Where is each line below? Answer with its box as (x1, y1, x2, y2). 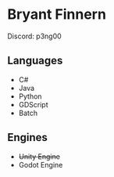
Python (18, 92, 42, 101)
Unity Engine (18, 151, 60, 161)
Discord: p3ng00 (7, 31, 62, 41)
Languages (7, 54, 63, 67)
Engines (7, 131, 48, 144)
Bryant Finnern (7, 5, 107, 23)
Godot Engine (18, 160, 63, 169)
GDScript (18, 99, 48, 109)
